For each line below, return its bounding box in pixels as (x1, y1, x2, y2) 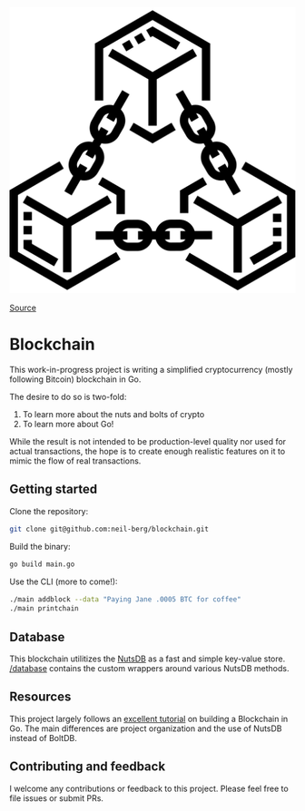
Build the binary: (9, 541, 71, 552)
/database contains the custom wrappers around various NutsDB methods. (9, 663, 290, 674)
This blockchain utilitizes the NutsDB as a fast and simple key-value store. (9, 653, 286, 664)
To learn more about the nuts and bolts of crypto (22, 408, 205, 419)
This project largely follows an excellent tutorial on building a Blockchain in (9, 713, 289, 724)
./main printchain (9, 604, 79, 613)
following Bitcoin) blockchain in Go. (9, 374, 142, 385)
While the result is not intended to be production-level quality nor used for (9, 435, 287, 446)
